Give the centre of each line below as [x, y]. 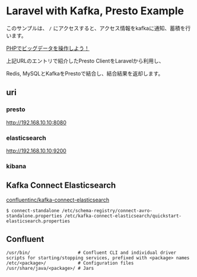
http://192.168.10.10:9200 [36, 150]
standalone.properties [34, 216]
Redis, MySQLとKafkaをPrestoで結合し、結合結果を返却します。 [85, 73]
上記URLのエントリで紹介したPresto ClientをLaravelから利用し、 [85, 61]
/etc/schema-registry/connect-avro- [107, 210]
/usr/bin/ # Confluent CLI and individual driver [91, 253]
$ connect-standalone [33, 210]
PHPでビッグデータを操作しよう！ [48, 48]
